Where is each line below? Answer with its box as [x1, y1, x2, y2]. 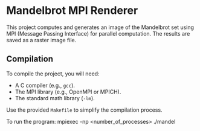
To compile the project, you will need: [6, 70, 100, 77]
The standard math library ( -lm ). [15, 94, 95, 101]
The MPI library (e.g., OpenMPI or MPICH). [15, 88, 121, 95]
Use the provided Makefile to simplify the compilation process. [6, 106, 163, 113]
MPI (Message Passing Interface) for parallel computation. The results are [6, 30, 190, 37]
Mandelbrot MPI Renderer [6, 4, 138, 18]
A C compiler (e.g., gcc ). [15, 81, 76, 89]
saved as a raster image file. [6, 36, 77, 43]
